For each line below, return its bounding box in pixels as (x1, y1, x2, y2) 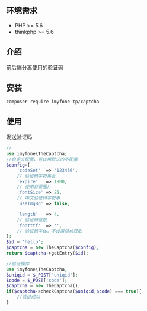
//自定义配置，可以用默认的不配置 (6, 156, 78, 162)
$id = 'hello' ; (6, 239, 44, 245)
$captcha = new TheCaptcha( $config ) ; (6, 244, 100, 251)
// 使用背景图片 (17, 184, 52, 190)
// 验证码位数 (17, 216, 47, 223)
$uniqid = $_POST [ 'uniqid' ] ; (6, 272, 78, 278)
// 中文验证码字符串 (17, 195, 60, 201)
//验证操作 (6, 260, 30, 266)
